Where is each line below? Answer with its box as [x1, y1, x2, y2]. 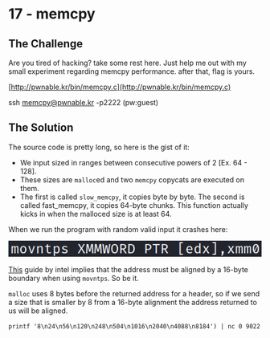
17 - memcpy [8, 5, 96, 23]
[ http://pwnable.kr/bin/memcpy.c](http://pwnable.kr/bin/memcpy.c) [8, 82, 231, 92]
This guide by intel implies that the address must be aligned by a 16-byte [8, 264, 249, 274]
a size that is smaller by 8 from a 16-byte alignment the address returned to [8, 297, 257, 307]
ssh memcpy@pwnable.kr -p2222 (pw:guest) [8, 98, 159, 107]
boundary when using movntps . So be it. [8, 273, 139, 283]
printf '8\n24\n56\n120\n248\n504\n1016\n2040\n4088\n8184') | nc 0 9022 [8, 322, 261, 330]
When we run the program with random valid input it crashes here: [8, 224, 228, 234]
